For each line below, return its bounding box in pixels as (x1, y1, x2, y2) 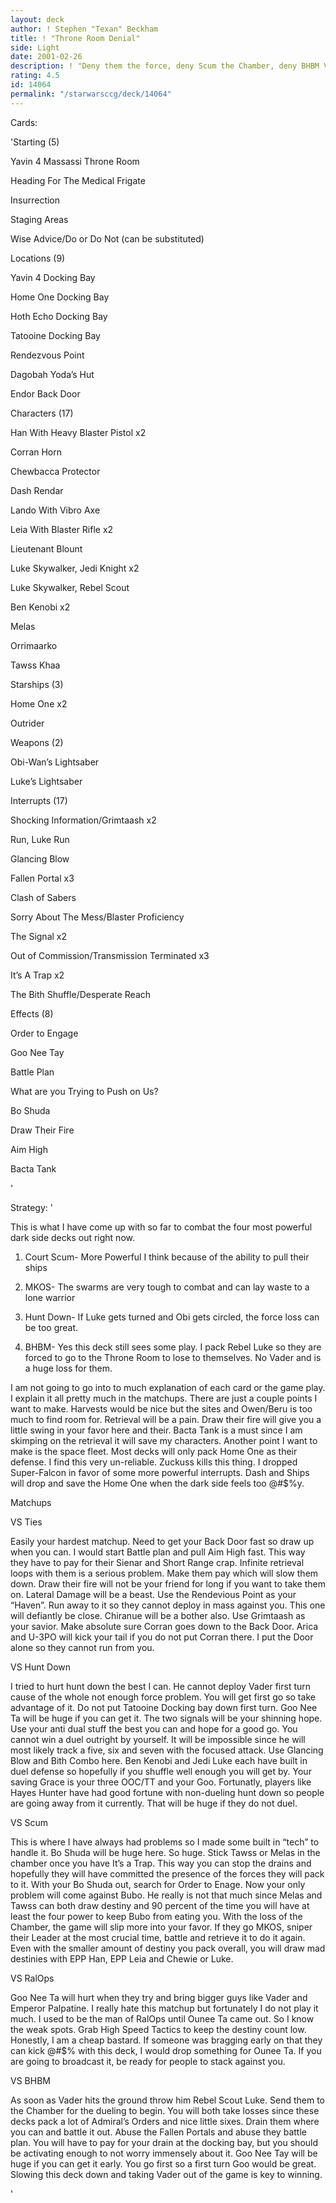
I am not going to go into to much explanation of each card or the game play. (10, 1381, 326, 1393)
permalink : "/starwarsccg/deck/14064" (10, 89, 172, 99)
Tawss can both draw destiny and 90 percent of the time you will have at (10, 1899, 310, 1911)
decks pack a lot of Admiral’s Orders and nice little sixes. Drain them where (10, 2115, 320, 2127)
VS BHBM (10, 2074, 51, 2086)
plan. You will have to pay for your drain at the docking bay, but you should (10, 2136, 319, 2148)
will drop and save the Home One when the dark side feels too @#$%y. (10, 1477, 305, 1489)
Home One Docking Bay (10, 291, 110, 303)
